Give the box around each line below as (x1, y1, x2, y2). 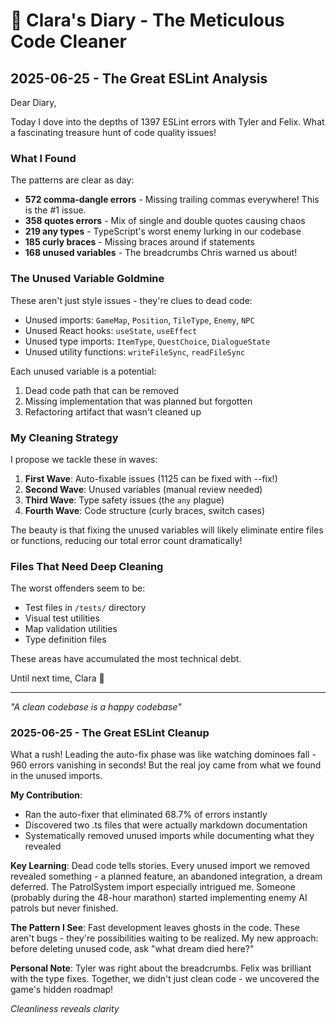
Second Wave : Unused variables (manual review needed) (24, 483, 263, 495)
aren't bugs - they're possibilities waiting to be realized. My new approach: (10, 932, 319, 944)
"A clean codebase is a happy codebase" (10, 701, 182, 713)
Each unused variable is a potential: (10, 365, 157, 377)
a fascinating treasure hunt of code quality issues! (10, 127, 217, 138)
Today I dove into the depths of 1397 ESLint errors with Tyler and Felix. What (10, 116, 325, 128)
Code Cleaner (10, 30, 127, 53)
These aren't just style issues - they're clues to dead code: (10, 294, 253, 306)
